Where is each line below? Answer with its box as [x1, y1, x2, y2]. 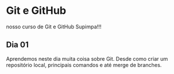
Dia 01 [6, 40, 29, 50]
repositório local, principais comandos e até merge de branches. [6, 61, 162, 68]
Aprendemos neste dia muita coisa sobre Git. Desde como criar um [6, 55, 168, 62]
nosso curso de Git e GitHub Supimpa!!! [6, 23, 101, 30]
